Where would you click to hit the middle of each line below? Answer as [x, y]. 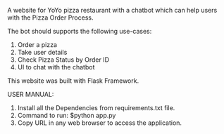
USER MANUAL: [31, 94]
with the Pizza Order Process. [50, 18]
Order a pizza [37, 45]
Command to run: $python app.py [67, 115]
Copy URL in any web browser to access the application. [99, 123]
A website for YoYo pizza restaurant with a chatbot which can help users [112, 10]
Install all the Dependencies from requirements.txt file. [96, 108]
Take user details [42, 52]
